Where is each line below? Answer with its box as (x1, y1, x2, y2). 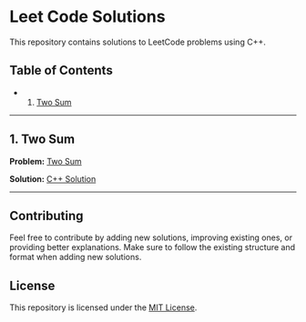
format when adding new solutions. (9, 252, 142, 263)
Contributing (9, 207, 84, 224)
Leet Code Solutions (9, 6, 166, 27)
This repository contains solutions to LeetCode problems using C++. (9, 36, 266, 47)
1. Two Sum (9, 132, 76, 147)
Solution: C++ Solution (9, 173, 97, 184)
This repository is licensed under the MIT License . (9, 302, 198, 313)
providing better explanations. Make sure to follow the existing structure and (9, 242, 296, 253)
